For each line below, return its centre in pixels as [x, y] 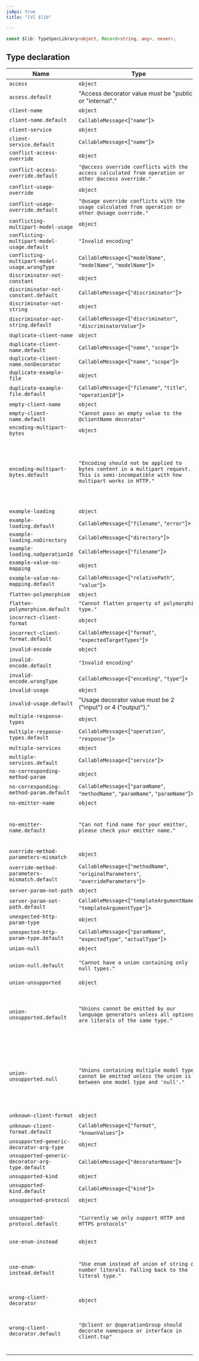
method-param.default [39, 793]
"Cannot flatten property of [120, 604]
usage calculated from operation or [130, 207]
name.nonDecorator [35, 365]
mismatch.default [33, 880]
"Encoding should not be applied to [130, 463]
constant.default [33, 295]
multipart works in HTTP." [117, 481]
